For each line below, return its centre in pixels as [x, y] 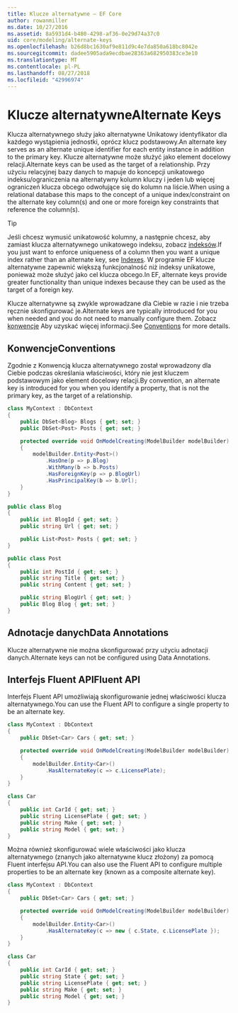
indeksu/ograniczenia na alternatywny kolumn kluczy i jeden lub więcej [111, 180]
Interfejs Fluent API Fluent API [74, 680]
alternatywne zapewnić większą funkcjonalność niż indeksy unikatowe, [112, 267]
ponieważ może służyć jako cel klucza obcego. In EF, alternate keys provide [117, 275]
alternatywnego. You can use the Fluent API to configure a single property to [118, 704]
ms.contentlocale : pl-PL [44, 67]
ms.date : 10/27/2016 [38, 27]
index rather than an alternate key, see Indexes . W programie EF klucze [111, 260]
